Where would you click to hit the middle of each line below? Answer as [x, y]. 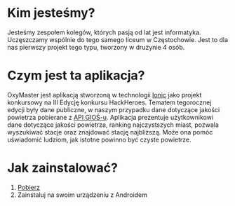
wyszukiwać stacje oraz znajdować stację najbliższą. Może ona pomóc [110, 132]
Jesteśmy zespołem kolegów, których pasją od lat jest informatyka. [104, 32]
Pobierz [29, 187]
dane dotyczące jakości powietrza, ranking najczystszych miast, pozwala [113, 125]
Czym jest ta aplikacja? [76, 76]
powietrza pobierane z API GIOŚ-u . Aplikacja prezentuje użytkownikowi [110, 117]
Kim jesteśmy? [52, 13]
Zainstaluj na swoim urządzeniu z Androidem [82, 195]
